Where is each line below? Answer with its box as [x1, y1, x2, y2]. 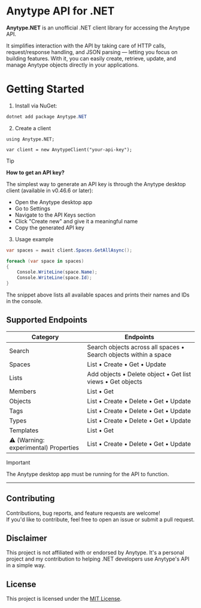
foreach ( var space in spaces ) [6, 258, 84, 264]
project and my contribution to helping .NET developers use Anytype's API [6, 555, 190, 562]
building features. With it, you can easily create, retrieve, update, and [6, 55, 176, 62]
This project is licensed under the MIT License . [6, 595, 122, 603]
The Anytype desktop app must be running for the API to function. [6, 470, 169, 478]
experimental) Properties [9, 443, 80, 451]
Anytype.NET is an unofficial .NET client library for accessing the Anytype [6, 24, 190, 31]
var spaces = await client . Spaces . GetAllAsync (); [6, 247, 133, 253]
